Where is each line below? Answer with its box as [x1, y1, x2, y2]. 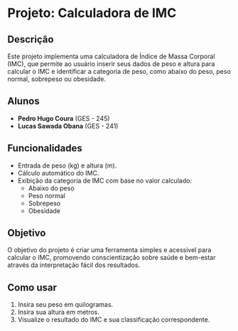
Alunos [7, 95, 40, 107]
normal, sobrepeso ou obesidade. [7, 75, 107, 83]
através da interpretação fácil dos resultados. [7, 261, 141, 269]
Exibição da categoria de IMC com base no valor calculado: [17, 176, 193, 185]
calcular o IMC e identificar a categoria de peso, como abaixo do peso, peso [7, 67, 231, 75]
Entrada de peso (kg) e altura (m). [17, 161, 117, 170]
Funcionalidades [7, 142, 83, 154]
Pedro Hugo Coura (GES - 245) [17, 114, 110, 122]
